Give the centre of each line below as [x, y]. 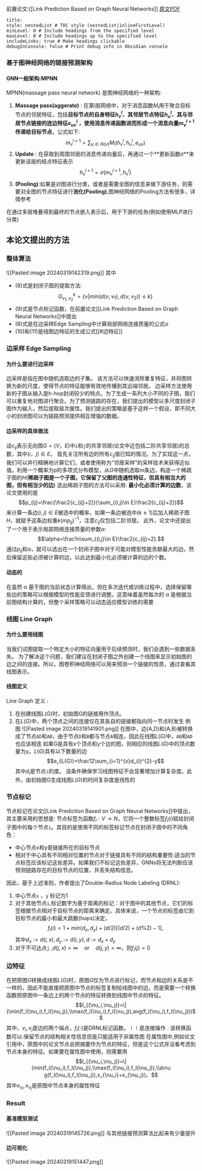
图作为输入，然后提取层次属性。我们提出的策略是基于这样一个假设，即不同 [98, 408]
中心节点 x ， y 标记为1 [41, 896]
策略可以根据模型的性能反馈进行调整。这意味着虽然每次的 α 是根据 [104, 594]
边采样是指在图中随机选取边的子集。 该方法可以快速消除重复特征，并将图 [96, 378]
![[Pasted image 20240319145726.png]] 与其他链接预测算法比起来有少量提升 [101, 1133]
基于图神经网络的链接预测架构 [50, 63]
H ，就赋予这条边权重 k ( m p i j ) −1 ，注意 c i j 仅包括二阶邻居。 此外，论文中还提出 [99, 521]
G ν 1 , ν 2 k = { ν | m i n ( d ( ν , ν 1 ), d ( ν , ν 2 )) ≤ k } [106, 297]
